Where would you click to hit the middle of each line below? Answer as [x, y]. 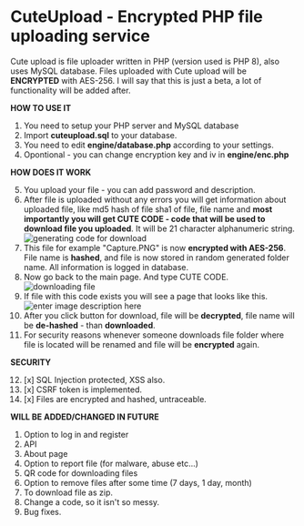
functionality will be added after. [71, 90]
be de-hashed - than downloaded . [89, 325]
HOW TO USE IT [41, 107]
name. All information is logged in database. [106, 267]
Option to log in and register [76, 434]
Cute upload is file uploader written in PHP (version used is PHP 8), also [145, 61]
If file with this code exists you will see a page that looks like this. [145, 296]
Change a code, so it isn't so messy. [91, 501]
